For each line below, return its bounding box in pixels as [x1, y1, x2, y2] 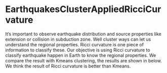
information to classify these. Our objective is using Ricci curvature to [5, 47, 150, 53]
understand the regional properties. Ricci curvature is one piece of [5, 41, 144, 47]
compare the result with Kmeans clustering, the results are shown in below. [5, 57, 162, 63]
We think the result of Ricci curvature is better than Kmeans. [5, 63, 131, 69]
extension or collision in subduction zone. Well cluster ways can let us [5, 36, 151, 42]
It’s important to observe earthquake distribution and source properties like [5, 31, 162, 37]
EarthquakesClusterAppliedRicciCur [5, 4, 161, 15]
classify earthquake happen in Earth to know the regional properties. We [5, 52, 156, 58]
